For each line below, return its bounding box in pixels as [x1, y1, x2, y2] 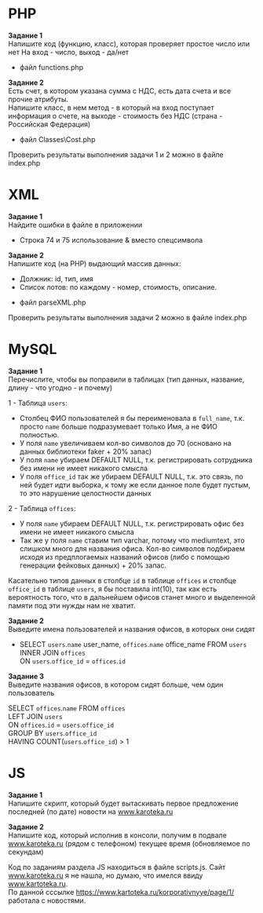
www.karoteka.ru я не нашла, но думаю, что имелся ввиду [8, 871, 203, 880]
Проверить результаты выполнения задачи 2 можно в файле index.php [8, 312, 247, 322]
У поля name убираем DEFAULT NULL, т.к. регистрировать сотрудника [19, 455, 253, 464]
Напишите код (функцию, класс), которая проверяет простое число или [8, 38, 250, 48]
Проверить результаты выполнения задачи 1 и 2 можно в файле [8, 150, 224, 159]
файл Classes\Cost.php [19, 134, 96, 144]
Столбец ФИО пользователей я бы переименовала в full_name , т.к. [19, 413, 245, 422]
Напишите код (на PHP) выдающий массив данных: [8, 258, 181, 268]
